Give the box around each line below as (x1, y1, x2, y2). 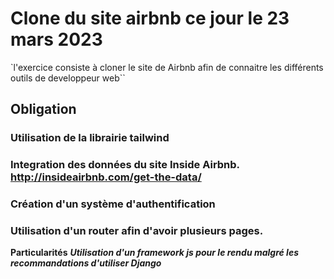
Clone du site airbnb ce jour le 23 (10, 7, 290, 30)
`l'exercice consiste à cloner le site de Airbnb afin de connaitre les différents (10, 61, 324, 73)
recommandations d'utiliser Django (10, 257, 162, 269)
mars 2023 (10, 28, 103, 51)
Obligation (10, 101, 77, 118)
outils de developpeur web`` (10, 72, 126, 84)
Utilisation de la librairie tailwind (10, 131, 170, 145)
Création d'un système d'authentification (10, 197, 216, 211)
